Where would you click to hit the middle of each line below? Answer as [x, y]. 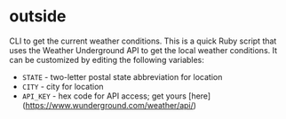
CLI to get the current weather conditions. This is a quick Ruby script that [143, 41]
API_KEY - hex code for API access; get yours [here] [116, 96]
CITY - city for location [63, 86]
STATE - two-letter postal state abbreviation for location [122, 76]
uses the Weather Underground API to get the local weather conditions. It [143, 50]
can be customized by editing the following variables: [107, 59]
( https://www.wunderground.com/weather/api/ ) [109, 105]
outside [38, 16]
